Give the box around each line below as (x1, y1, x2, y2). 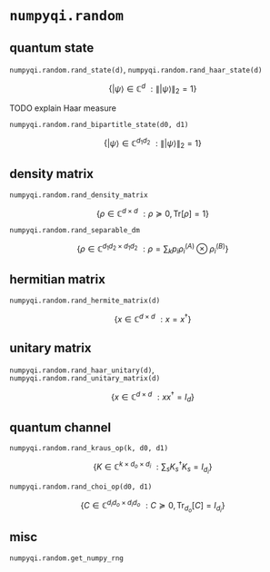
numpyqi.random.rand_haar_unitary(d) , (9, 364, 155, 375)
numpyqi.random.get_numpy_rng (9, 553, 125, 563)
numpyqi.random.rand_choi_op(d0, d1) (9, 482, 153, 492)
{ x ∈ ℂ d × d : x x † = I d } (110, 390, 195, 404)
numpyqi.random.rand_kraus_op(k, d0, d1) (9, 444, 169, 453)
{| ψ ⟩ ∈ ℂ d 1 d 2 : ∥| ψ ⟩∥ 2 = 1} (103, 136, 203, 151)
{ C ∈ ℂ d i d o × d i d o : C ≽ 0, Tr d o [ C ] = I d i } (80, 498, 225, 514)
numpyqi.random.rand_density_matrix (9, 190, 148, 200)
